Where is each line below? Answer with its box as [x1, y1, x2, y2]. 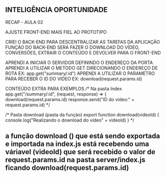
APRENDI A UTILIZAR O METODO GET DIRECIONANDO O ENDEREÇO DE [5, 65, 158, 71]
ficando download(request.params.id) [5, 164, 129, 172]
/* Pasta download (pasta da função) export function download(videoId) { [5, 111, 159, 117]
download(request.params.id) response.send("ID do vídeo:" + [5, 96, 135, 102]
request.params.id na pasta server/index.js [5, 156, 146, 164]
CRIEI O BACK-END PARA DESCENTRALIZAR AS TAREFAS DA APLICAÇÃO [5, 39, 160, 45]
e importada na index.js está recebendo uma [5, 140, 149, 149]
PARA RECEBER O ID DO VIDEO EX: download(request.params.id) [5, 75, 143, 82]
